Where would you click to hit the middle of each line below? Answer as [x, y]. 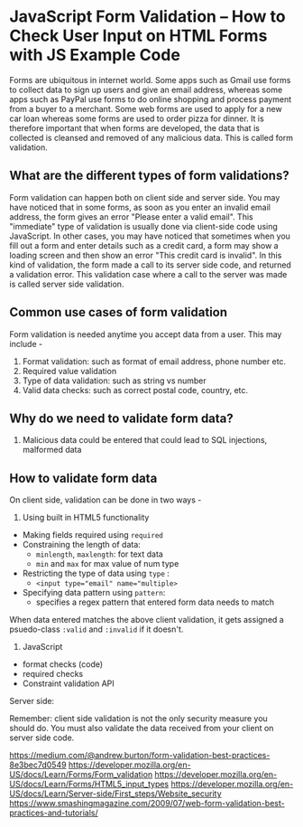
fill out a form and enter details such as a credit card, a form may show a [144, 245]
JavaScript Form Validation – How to [147, 17]
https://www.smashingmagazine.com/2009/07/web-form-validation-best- [147, 804]
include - [26, 343]
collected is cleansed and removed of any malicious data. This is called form [151, 137]
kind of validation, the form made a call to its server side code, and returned [150, 265]
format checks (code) [63, 664]
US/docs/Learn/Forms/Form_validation [81, 775]
